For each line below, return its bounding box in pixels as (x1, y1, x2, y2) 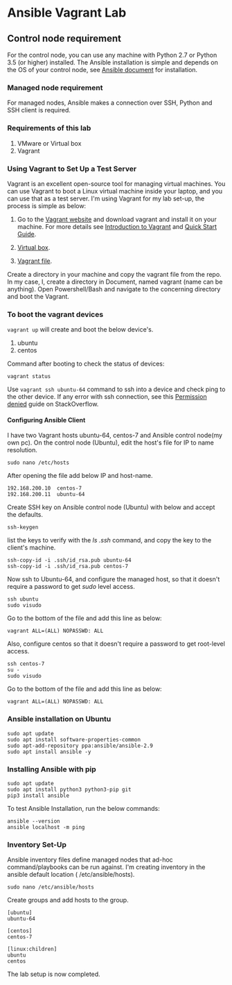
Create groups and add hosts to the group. (7, 896, 130, 905)
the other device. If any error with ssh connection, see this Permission (7, 393, 207, 401)
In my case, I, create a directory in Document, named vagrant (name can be (7, 277, 223, 286)
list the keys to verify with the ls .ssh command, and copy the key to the (7, 536, 212, 545)
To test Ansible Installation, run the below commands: (7, 804, 161, 812)
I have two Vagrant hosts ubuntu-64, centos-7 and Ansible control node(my (7, 431, 223, 440)
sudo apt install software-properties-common (7, 736, 141, 743)
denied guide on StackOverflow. (7, 400, 99, 409)
